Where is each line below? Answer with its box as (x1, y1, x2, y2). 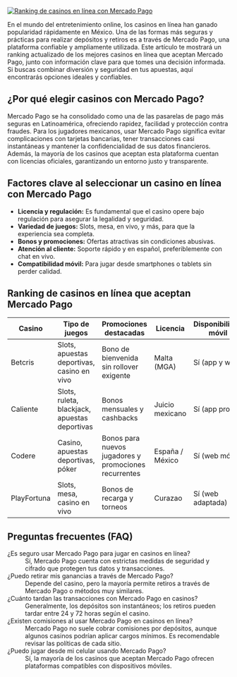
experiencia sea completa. (17, 229, 95, 238)
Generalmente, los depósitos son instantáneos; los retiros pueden (25, 602, 217, 610)
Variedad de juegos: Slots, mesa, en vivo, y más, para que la (17, 222, 195, 231)
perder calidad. (17, 267, 62, 275)
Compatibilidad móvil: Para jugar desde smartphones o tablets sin (17, 260, 212, 268)
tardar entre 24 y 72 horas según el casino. (25, 609, 150, 618)
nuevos (102, 442, 126, 452)
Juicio (154, 400, 175, 410)
